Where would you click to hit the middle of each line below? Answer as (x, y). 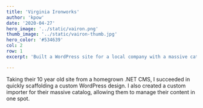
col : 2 (14, 46)
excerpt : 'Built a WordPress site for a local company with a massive (97, 57)
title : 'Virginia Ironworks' (43, 12)
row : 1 (14, 51)
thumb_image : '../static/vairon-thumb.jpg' (62, 34)
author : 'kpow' (25, 17)
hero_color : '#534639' (35, 40)
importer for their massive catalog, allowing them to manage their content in (101, 92)
